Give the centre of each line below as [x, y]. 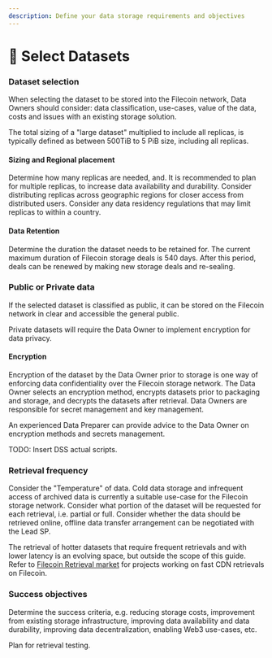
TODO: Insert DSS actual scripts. [63, 450]
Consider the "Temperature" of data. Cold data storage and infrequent [126, 488]
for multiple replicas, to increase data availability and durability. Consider [130, 186]
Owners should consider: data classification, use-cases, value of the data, [133, 108]
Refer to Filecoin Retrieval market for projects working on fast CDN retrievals [136, 564]
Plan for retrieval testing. [50, 645]
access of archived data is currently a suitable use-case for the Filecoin [128, 497]
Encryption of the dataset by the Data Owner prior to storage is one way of [133, 375]
